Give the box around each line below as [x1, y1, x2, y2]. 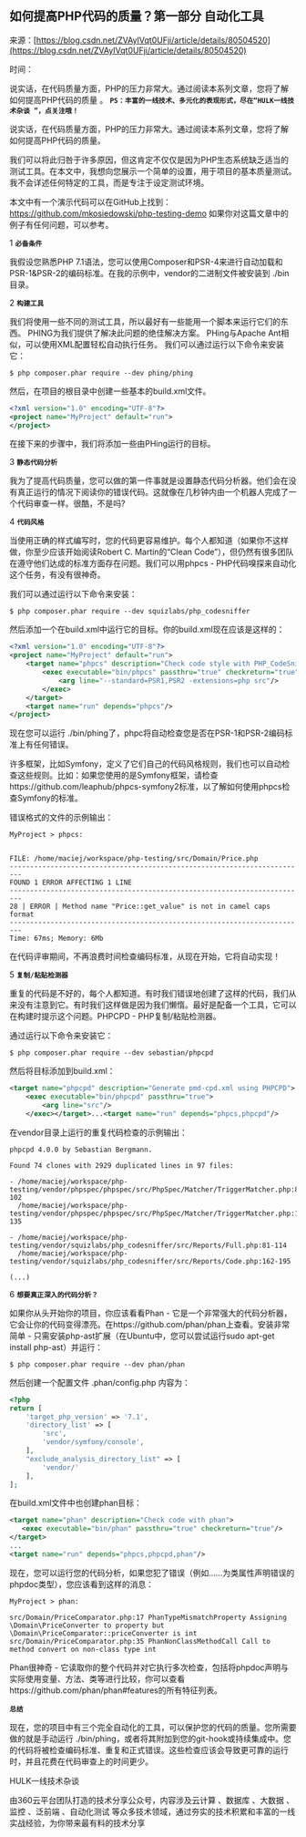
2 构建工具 [9, 297, 45, 308]
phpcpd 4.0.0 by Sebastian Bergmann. [9, 1145, 153, 1154]
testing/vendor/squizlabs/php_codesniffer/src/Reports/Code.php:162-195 [9, 1256, 291, 1265]
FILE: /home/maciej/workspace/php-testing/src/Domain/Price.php [9, 854, 259, 863]
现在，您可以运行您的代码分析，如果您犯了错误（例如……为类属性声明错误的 [9, 1567, 295, 1578]
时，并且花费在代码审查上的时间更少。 [9, 1756, 153, 1767]
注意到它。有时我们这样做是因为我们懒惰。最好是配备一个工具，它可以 [33, 999, 297, 1010]
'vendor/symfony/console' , [42, 1438, 145, 1447]
